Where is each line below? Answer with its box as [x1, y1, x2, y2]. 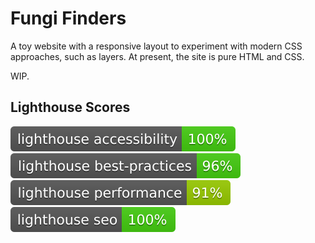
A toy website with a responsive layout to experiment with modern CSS [10, 40, 303, 52]
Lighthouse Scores [10, 99, 131, 116]
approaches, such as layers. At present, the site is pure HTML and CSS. [10, 50, 305, 62]
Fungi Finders [10, 7, 127, 30]
